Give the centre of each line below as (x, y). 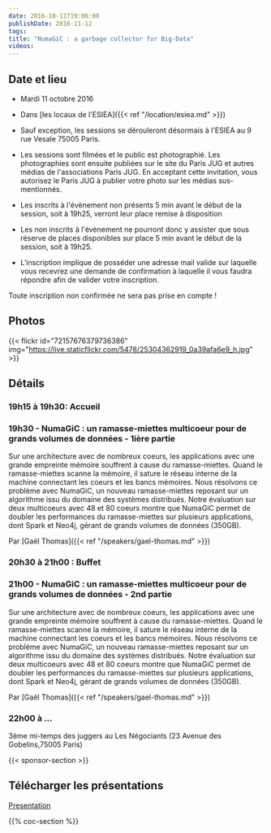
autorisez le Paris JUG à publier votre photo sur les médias (118, 181)
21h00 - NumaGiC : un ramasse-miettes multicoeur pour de (128, 584)
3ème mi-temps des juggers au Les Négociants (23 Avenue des (115, 735)
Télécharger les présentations (86, 786)
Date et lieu (38, 79)
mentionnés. (41, 189)
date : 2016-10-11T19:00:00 (54, 16)
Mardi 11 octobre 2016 (57, 98)
